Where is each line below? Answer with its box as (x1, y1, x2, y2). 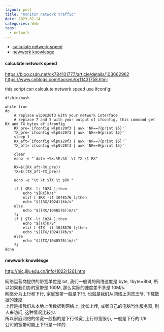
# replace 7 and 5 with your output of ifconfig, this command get (14, 117, 155, 123)
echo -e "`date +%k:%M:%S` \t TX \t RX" (14, 156, 98, 161)
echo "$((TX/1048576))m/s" (23, 238, 78, 244)
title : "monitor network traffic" (5, 12, 76, 17)
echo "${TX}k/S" (23, 221, 56, 226)
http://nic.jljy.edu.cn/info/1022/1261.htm (5, 268, 85, 274)
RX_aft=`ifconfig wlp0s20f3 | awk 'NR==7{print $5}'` (14, 139, 127, 144)
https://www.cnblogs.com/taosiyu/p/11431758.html (5, 77, 108, 83)
